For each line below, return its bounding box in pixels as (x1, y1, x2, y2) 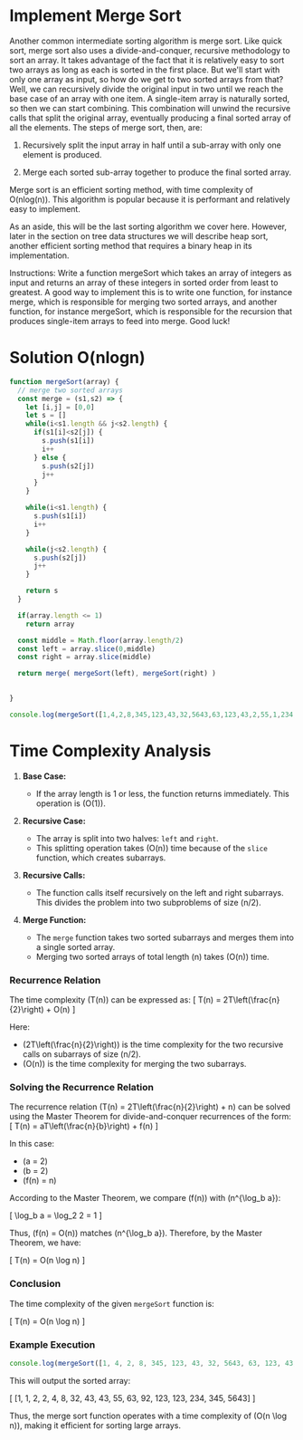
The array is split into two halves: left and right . (35, 832, 219, 843)
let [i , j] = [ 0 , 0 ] (25, 402, 95, 412)
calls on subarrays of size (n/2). (22, 1048, 142, 1060)
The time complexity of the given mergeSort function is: (9, 1298, 214, 1309)
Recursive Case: (22, 815, 86, 826)
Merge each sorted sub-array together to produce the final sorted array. (22, 167, 292, 178)
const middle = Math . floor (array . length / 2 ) (17, 636, 184, 645)
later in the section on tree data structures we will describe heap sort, (9, 230, 269, 241)
